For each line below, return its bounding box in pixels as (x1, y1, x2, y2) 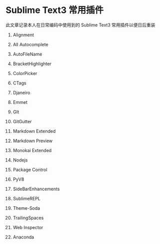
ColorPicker (12, 70, 37, 76)
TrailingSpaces (12, 215, 44, 221)
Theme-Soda (12, 205, 40, 211)
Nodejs (12, 157, 28, 163)
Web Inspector (12, 224, 43, 230)
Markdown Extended (12, 128, 56, 134)
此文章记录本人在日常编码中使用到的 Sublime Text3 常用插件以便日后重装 (5, 22, 156, 28)
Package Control (12, 166, 48, 172)
